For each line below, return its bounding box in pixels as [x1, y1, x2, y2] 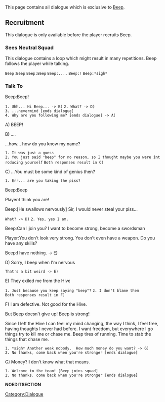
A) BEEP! [5, 121, 23, 128]
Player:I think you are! [5, 197, 49, 203]
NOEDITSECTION [5, 382, 41, 388]
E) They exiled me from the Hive [5, 278, 71, 284]
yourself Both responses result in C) [25, 160, 104, 165]
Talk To [5, 83, 23, 90]
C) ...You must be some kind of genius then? [5, 169, 95, 175]
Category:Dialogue [5, 391, 43, 397]
